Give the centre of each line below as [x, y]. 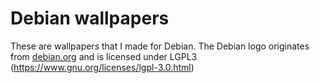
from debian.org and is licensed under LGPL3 [104, 56]
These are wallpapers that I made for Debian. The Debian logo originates [160, 46]
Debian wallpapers [90, 18]
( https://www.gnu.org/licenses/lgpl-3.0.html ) [102, 67]
